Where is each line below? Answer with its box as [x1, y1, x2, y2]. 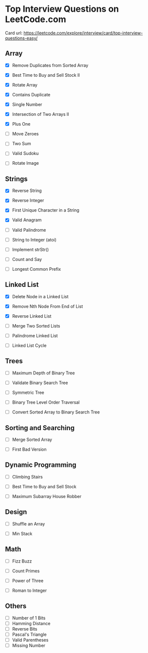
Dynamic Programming [5, 461, 76, 469]
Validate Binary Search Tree [12, 380, 68, 386]
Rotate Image [12, 160, 39, 166]
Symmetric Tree [12, 390, 45, 395]
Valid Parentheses [12, 637, 49, 643]
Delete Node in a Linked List [12, 293, 69, 299]
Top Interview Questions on [5, 3, 119, 15]
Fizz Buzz [12, 558, 32, 564]
